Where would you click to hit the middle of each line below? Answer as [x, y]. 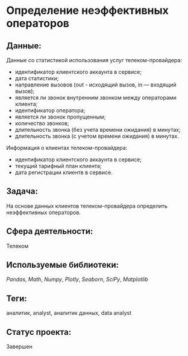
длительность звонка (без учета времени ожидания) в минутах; [98, 130]
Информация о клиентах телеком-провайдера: [67, 148]
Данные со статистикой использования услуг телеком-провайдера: [94, 60]
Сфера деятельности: [50, 231]
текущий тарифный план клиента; [58, 166]
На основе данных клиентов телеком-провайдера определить [87, 206]
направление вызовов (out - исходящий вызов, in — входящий [96, 85]
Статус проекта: [39, 332]
